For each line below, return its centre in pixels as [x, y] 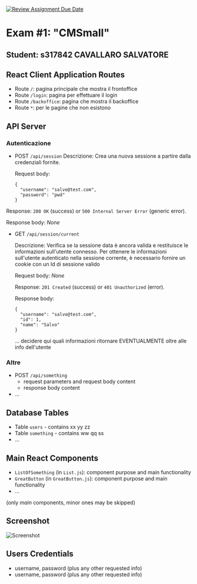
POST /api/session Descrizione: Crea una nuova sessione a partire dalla [103, 156]
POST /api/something [41, 376]
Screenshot [28, 521]
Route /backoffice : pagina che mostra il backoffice [76, 102]
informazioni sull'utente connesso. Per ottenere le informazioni [91, 252]
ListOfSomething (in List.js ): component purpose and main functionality [103, 472]
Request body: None [39, 276]
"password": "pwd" [43, 195]
